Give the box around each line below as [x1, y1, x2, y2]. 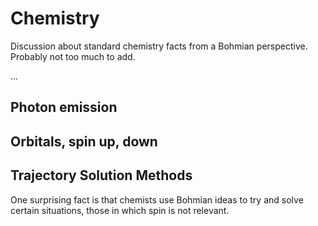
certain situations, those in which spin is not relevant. [10, 204, 230, 216]
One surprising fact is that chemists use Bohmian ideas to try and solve [10, 193, 304, 206]
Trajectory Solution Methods [10, 167, 193, 184]
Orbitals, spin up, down [10, 133, 158, 150]
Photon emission [10, 99, 118, 116]
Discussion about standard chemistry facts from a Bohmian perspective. [10, 40, 308, 52]
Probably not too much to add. [10, 50, 136, 62]
